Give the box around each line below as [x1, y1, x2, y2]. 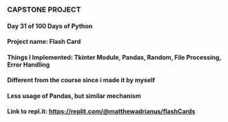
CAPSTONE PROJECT [7, 5, 81, 14]
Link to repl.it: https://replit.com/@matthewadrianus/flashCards [7, 108, 196, 116]
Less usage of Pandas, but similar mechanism [7, 91, 141, 100]
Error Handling [7, 60, 50, 69]
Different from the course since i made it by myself [7, 76, 156, 84]
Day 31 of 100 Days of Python [7, 22, 93, 30]
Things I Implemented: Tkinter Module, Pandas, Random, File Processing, [7, 53, 222, 61]
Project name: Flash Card [7, 38, 81, 46]
